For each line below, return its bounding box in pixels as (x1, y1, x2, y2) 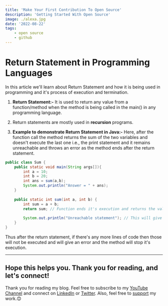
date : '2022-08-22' (5, 21, 46, 26)
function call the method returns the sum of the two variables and (12, 134, 148, 140)
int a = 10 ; (23, 169, 48, 174)
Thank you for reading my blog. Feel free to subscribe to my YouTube (5, 284, 148, 290)
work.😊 (5, 295, 21, 301)
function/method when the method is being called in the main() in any (12, 104, 156, 110)
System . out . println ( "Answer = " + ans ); (23, 183, 108, 188)
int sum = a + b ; (23, 201, 59, 206)
